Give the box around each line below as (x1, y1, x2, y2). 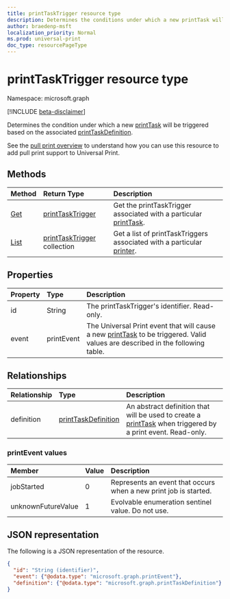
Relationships (7, 370, 67, 381)
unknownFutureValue (10, 502, 79, 511)
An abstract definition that (126, 402, 210, 412)
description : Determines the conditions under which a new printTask (7, 16, 210, 23)
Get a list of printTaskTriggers (113, 228, 209, 238)
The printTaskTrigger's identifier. (86, 301, 192, 311)
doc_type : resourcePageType (7, 42, 88, 49)
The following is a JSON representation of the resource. (7, 547, 164, 556)
